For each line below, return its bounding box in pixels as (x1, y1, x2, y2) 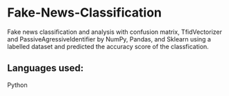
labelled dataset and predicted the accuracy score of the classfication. (7, 42, 210, 50)
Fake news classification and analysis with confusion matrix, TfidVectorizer (7, 28, 223, 36)
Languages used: (7, 62, 84, 74)
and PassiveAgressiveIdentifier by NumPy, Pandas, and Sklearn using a (7, 35, 212, 43)
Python (7, 81, 28, 89)
